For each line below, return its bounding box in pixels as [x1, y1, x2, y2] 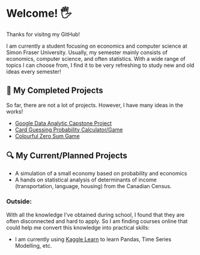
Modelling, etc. [14, 242, 52, 249]
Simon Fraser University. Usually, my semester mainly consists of [6, 48, 168, 56]
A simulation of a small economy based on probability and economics [14, 169, 187, 177]
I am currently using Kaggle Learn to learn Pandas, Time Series [14, 235, 172, 243]
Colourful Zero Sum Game [14, 132, 80, 139]
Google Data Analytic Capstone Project [14, 119, 112, 127]
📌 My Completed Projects [6, 86, 103, 96]
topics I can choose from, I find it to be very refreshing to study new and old [6, 61, 195, 69]
